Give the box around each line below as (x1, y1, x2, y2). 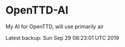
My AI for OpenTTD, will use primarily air (5, 23, 104, 30)
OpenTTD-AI (5, 4, 68, 17)
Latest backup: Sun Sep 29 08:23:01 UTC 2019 (5, 34, 119, 41)
